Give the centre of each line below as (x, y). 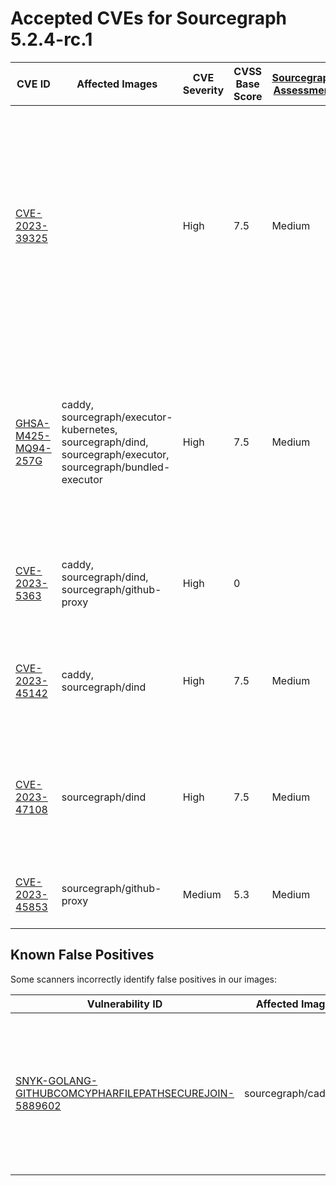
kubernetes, (89, 429)
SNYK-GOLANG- (56, 1080)
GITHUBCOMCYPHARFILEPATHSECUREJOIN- (125, 1093)
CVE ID (33, 84)
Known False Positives (82, 955)
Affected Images (117, 84)
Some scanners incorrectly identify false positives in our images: (144, 979)
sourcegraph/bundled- (116, 467)
